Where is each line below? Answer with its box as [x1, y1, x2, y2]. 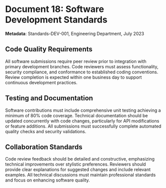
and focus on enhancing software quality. [5, 177, 90, 183]
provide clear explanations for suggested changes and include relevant [5, 167, 151, 173]
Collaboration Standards [5, 143, 83, 151]
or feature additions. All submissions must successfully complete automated [5, 123, 162, 129]
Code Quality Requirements [5, 45, 93, 53]
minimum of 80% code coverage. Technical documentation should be [5, 112, 148, 118]
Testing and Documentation [5, 94, 93, 103]
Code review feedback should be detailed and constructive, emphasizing [5, 156, 155, 162]
